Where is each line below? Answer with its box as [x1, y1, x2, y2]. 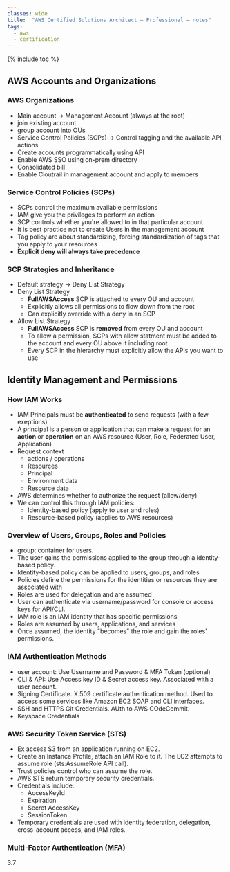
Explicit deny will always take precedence [17, 247, 140, 256]
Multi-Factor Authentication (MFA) [7, 842, 126, 852]
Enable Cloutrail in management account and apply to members [17, 170, 199, 179]
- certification [13, 36, 60, 43]
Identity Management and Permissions [7, 374, 178, 385]
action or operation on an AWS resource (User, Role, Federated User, [17, 433, 215, 441]
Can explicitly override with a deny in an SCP [27, 309, 155, 318]
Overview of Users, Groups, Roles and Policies [7, 531, 166, 541]
